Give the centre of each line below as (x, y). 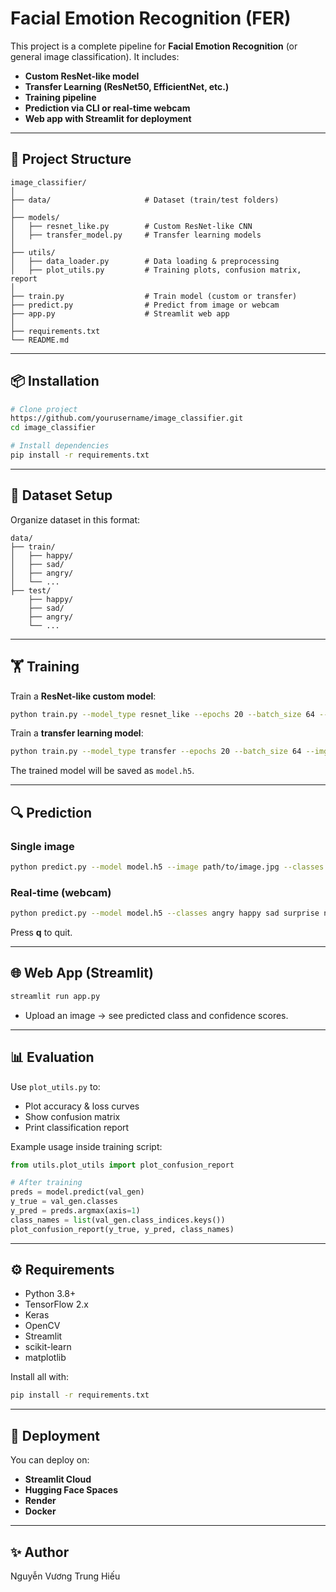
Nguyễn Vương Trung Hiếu (65, 1576)
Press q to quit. (41, 933)
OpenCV (42, 1326)
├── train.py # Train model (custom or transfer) (154, 296)
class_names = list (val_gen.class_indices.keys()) (118, 1220)
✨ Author (40, 1552)
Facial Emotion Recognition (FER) (151, 18)
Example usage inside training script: (86, 1146)
